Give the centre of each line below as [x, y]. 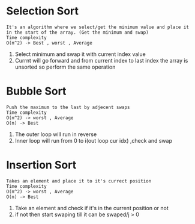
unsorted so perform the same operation [65, 67]
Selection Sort [43, 11]
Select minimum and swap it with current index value [80, 54]
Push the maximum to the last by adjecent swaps [68, 107]
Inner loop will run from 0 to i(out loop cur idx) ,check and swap [94, 140]
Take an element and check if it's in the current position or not [92, 208]
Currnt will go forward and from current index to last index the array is [101, 60]
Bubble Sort [36, 91]
